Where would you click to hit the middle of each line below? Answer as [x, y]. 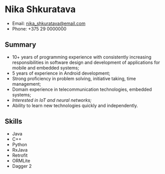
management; [27, 84]
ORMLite [21, 160]
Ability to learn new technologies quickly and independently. [75, 106]
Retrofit [20, 155]
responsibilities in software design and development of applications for [86, 62]
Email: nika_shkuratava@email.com [49, 23]
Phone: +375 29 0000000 [39, 28]
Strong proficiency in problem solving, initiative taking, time [74, 78]
